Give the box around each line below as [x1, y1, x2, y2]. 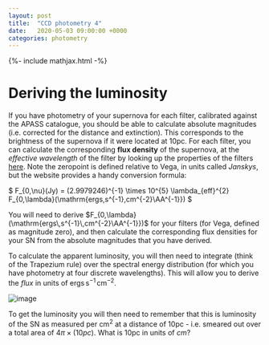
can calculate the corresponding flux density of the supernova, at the [8, 145, 239, 155]
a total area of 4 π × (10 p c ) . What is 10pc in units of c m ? [8, 327, 191, 337]
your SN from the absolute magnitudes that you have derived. [8, 236, 213, 246]
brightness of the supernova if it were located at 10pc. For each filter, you [8, 136, 251, 146]
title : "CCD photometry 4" [8, 19, 103, 27]
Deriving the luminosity [8, 84, 168, 103]
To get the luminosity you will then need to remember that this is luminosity [8, 309, 257, 319]
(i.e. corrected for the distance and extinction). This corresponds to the [8, 128, 244, 137]
